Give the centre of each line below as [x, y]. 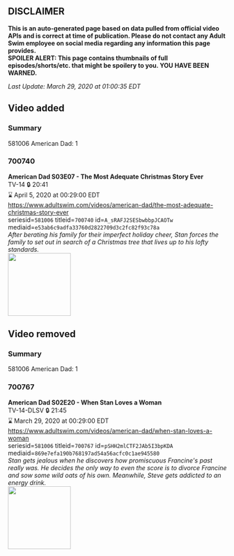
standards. [23, 249]
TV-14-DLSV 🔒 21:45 [37, 410]
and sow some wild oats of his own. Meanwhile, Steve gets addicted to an [115, 475]
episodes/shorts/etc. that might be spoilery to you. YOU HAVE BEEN [109, 65]
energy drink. [27, 482]
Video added [36, 108]
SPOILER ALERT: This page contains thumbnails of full [88, 58]
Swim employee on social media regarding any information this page [109, 43]
